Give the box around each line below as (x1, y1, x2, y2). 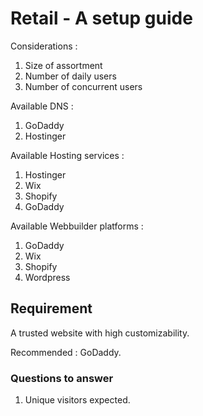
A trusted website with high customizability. (10, 327, 190, 339)
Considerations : (10, 40, 78, 52)
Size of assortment (24, 59, 103, 71)
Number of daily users (24, 70, 117, 82)
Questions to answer (10, 371, 114, 385)
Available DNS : (10, 100, 74, 112)
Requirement (10, 300, 93, 317)
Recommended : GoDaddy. (10, 346, 122, 358)
